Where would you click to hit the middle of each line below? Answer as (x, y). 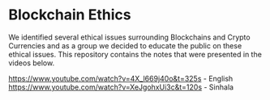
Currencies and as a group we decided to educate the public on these (125, 45)
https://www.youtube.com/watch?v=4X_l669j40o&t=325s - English (121, 78)
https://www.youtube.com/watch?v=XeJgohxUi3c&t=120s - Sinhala (121, 87)
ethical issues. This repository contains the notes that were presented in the (135, 54)
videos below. (32, 63)
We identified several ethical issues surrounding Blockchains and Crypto (129, 37)
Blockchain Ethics (70, 15)
